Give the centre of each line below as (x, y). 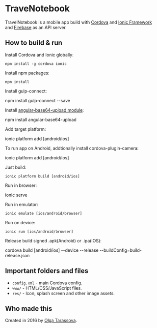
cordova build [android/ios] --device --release (52, 250)
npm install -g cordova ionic (36, 64)
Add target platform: (26, 129)
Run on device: (20, 222)
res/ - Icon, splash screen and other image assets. (64, 293)
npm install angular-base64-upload (41, 119)
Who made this (29, 309)
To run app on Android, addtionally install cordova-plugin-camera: (72, 148)
